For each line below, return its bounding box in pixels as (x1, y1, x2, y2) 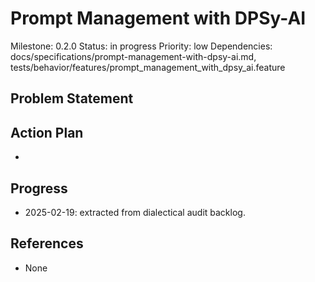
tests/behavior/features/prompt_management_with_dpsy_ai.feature (10, 61, 286, 73)
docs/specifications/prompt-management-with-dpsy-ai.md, (10, 50, 257, 62)
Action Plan (10, 124, 84, 141)
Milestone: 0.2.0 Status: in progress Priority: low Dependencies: (10, 40, 273, 52)
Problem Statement (10, 90, 134, 107)
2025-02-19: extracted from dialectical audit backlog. (24, 206, 246, 218)
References (10, 235, 84, 252)
